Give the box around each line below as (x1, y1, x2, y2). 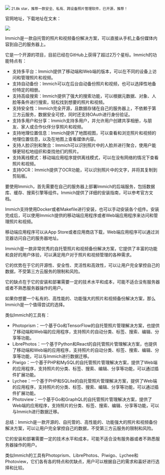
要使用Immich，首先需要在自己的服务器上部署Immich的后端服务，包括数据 (5, 184, 155, 189)
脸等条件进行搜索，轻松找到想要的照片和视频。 (12, 99, 107, 105)
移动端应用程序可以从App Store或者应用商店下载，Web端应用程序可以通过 (5, 229, 155, 235)
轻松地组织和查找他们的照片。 (21, 149, 82, 154)
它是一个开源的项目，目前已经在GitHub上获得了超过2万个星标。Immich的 (5, 52, 153, 58)
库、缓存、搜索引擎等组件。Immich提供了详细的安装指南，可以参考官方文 (5, 190, 153, 195)
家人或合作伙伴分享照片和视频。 (21, 124, 86, 129)
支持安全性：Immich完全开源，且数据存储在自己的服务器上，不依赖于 (12, 105, 152, 111)
